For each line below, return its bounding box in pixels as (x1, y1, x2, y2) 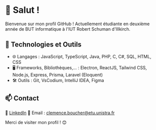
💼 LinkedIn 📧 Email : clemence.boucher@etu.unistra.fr (5, 110, 115, 116)
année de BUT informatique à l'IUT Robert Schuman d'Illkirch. (5, 26, 131, 32)
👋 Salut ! (5, 4, 39, 16)
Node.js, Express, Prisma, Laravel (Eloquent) (12, 72, 103, 78)
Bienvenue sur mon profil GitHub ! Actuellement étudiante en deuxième (5, 21, 150, 27)
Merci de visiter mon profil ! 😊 (5, 119, 67, 125)
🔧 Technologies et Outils (5, 41, 82, 49)
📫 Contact (5, 94, 39, 103)
